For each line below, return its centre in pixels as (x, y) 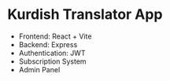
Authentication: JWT (52, 53)
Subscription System (53, 61)
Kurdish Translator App (85, 15)
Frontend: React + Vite (55, 36)
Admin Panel (39, 69)
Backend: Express (48, 44)
